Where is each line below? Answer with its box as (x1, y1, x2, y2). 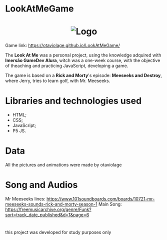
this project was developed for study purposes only (5, 229, 111, 235)
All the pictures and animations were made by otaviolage (5, 162, 122, 167)
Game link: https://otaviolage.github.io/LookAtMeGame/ (5, 42, 120, 48)
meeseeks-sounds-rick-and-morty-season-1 (5, 201, 97, 207)
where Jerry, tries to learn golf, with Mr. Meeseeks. (5, 78, 110, 84)
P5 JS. (12, 128, 26, 134)
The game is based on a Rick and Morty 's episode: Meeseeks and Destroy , (5, 72, 162, 78)
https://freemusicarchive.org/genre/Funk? (5, 206, 91, 212)
